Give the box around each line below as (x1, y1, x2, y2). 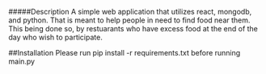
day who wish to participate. (8, 32, 103, 42)
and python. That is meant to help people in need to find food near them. (8, 15, 251, 25)
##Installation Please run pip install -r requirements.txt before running (8, 48, 241, 57)
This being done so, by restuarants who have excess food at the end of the (8, 24, 259, 33)
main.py (8, 56, 35, 66)
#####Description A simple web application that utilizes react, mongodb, (8, 7, 252, 16)
